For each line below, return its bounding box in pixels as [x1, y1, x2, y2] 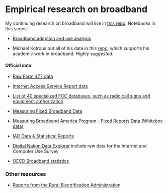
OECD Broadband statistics [12, 158, 69, 164]
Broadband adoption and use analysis [12, 35, 92, 41]
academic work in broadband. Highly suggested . [12, 51, 114, 57]
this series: [5, 25, 28, 31]
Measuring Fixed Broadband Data [12, 108, 82, 114]
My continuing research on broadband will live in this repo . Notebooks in [5, 20, 156, 26]
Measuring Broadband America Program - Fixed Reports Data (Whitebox [12, 118, 163, 124]
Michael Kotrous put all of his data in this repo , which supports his [12, 45, 149, 51]
